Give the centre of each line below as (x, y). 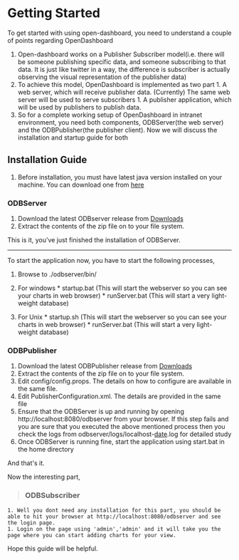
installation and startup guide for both (73, 138)
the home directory (46, 450)
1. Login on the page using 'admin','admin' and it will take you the (114, 529)
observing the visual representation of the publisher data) (102, 77)
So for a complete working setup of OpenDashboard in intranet (110, 115)
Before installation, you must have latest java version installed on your (120, 177)
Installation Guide (47, 160)
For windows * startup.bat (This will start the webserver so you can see (122, 288)
